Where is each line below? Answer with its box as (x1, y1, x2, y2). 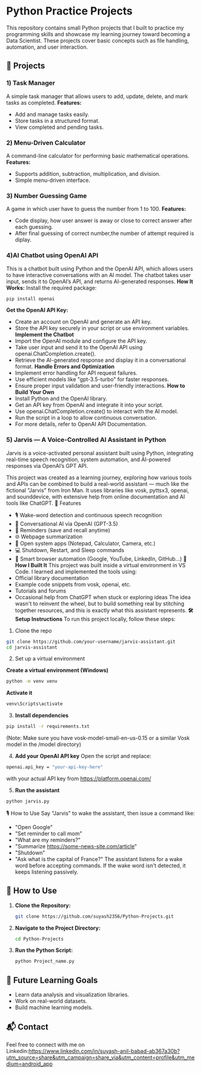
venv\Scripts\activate (6, 701, 63, 707)
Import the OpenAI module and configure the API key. (14, 337, 148, 344)
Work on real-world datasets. (14, 998, 88, 1005)
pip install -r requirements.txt (6, 724, 90, 730)
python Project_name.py (14, 959, 75, 965)
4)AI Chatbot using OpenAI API (6, 251, 99, 260)
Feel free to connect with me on (6, 1040, 85, 1048)
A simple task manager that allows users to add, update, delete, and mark (6, 92, 188, 100)
